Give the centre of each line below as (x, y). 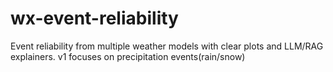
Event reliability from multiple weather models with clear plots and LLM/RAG (167, 46)
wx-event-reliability (94, 18)
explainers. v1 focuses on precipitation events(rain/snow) (128, 56)
